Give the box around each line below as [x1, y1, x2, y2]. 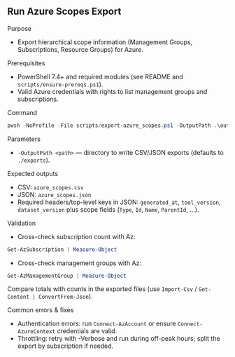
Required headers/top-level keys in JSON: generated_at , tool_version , [17, 198, 221, 206]
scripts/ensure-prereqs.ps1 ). [17, 80, 104, 88]
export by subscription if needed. [17, 342, 114, 350]
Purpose [7, 24, 32, 32]
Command [7, 108, 37, 116]
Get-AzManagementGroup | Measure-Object [7, 272, 127, 279]
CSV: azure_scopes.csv [17, 182, 84, 191]
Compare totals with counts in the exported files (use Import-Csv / [7, 285, 197, 293]
